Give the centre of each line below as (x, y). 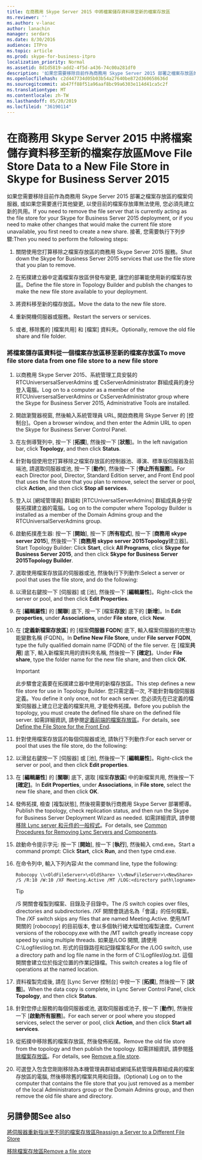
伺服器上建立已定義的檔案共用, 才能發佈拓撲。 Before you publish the (105, 706)
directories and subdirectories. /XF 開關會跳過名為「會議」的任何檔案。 (104, 911)
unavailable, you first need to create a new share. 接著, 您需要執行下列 (94, 232)
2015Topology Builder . (44, 560)
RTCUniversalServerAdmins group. (58, 521)
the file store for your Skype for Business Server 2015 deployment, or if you (100, 218)
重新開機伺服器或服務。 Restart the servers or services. (83, 317)
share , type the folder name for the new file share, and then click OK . (101, 659)
